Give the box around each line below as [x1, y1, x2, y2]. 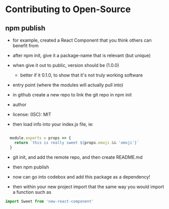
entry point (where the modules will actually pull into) [12, 82, 123, 88]
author [12, 101, 27, 108]
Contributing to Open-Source [5, 4, 131, 15]
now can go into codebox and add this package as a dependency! [12, 173, 150, 180]
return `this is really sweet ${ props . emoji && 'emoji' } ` [14, 140, 139, 145]
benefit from [12, 43, 39, 49]
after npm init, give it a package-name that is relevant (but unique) [12, 52, 151, 58]
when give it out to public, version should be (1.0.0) [12, 62, 119, 68]
